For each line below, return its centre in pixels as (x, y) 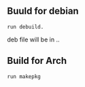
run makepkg (24, 76)
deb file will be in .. (33, 39)
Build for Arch (37, 61)
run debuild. (26, 27)
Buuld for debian (43, 11)
